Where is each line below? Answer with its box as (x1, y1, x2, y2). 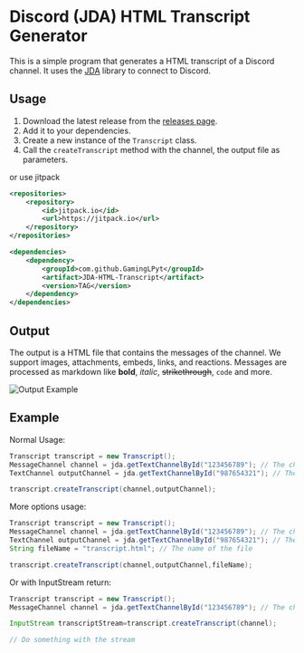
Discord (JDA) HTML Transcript (9, 6, 251, 27)
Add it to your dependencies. (22, 125, 131, 136)
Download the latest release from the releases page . (22, 115, 218, 126)
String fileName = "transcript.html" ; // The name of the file (9, 543, 253, 553)
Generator (9, 25, 88, 46)
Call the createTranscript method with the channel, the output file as (22, 144, 280, 155)
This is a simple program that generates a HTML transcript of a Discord (9, 55, 275, 66)
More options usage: (9, 501, 87, 513)
